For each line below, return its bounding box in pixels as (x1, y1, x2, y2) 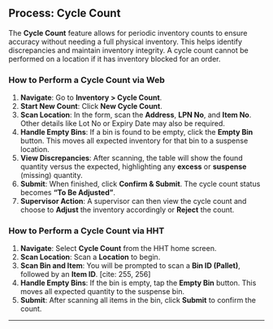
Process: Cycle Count (8, 6, 121, 20)
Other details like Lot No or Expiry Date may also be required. (19, 119, 226, 128)
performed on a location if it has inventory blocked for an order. (8, 54, 221, 63)
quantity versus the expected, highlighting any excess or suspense (19, 162, 247, 171)
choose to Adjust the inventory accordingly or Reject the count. (19, 205, 235, 214)
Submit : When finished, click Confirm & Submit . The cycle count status (19, 179, 261, 189)
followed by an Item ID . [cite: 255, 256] (19, 270, 151, 279)
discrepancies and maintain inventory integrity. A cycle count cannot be (8, 45, 249, 55)
